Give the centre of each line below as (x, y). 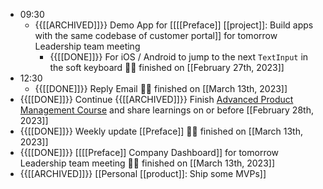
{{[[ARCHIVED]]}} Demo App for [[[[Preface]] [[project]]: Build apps (174, 25)
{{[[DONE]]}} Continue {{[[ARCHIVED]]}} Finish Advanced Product (156, 99)
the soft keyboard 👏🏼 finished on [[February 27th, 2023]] (167, 67)
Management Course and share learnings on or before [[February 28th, (166, 110)
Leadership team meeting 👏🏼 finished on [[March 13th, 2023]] (147, 163)
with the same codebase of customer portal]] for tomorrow (156, 35)
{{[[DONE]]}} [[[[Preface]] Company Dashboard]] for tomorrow (149, 152)
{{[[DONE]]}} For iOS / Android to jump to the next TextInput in (179, 57)
